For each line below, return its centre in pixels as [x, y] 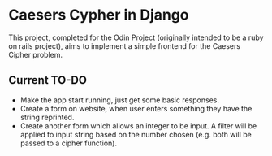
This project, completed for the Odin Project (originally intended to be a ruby [136, 37]
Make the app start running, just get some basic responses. [119, 100]
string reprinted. [47, 117]
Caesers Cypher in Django [99, 15]
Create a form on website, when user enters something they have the [136, 108]
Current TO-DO [48, 80]
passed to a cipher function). [69, 143]
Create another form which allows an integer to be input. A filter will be [138, 126]
